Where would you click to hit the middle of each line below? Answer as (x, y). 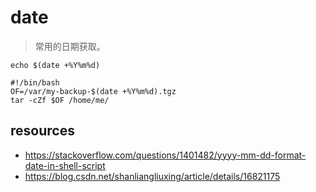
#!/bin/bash (35, 82)
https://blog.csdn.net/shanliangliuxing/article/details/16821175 (152, 176)
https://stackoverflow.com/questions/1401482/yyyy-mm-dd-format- (165, 155)
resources (42, 131)
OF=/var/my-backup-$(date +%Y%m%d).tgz (93, 91)
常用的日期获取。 (70, 46)
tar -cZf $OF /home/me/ (60, 100)
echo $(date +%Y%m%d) (55, 65)
